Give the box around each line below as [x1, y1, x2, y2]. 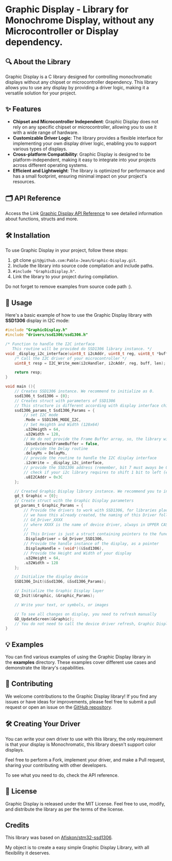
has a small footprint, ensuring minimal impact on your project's [12, 173, 147, 179]
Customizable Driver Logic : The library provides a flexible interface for [12, 135, 163, 141]
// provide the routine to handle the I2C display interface [24, 455, 157, 461]
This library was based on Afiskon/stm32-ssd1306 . [5, 834, 113, 840]
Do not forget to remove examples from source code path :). [5, 283, 132, 290]
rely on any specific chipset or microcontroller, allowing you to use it [12, 124, 157, 130]
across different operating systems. [12, 162, 88, 168]
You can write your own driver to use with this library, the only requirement [5, 736, 163, 742]
